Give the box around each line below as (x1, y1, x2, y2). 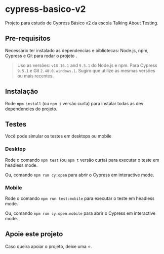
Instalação (5, 87, 39, 96)
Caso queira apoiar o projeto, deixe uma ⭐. (5, 243, 92, 249)
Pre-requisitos (5, 34, 51, 43)
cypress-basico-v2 (5, 3, 86, 15)
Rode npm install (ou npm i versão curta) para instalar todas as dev (5, 100, 144, 106)
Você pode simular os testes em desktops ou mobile (5, 133, 112, 139)
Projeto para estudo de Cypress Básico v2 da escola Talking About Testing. (5, 20, 159, 26)
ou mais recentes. (17, 73, 54, 79)
